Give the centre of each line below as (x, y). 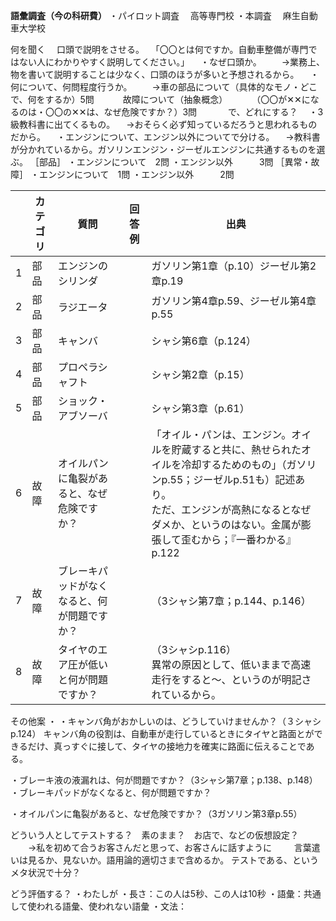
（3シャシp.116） (194, 649)
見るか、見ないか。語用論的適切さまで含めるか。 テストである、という (173, 860)
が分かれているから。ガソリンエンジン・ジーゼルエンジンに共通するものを (163, 149)
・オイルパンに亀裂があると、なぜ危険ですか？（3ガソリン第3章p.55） (156, 813)
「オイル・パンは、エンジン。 (221, 434)
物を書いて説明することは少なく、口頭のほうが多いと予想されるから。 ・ (165, 74)
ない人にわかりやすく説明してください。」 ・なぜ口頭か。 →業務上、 (172, 62)
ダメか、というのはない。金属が (226, 524)
